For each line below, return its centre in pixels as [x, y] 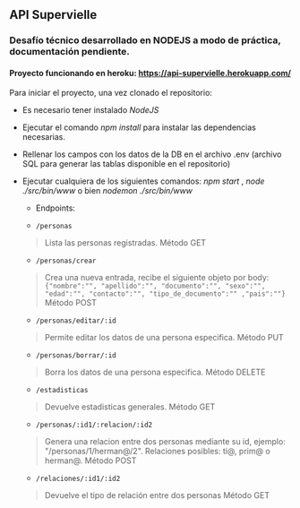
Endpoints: [56, 208]
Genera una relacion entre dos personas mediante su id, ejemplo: [165, 442]
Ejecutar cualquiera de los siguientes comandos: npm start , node [143, 181]
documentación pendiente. [69, 52]
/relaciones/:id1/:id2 [78, 479]
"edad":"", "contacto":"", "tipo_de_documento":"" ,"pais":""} [165, 294]
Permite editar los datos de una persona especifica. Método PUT [164, 338]
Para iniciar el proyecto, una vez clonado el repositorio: [111, 93]
